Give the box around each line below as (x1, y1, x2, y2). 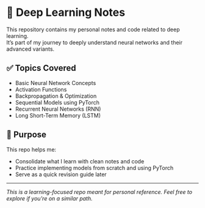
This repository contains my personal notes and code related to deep (6, 26, 180, 33)
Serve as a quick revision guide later (15, 171, 107, 178)
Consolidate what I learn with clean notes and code (15, 157, 145, 165)
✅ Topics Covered (6, 63, 76, 73)
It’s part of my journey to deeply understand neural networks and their (6, 39, 183, 46)
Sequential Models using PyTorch (15, 98, 99, 106)
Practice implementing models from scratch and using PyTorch (15, 164, 174, 171)
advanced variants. (6, 45, 55, 53)
